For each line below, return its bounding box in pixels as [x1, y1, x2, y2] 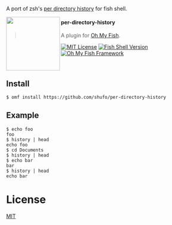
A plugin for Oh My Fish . [61, 32, 121, 39]
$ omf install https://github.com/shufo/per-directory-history [6, 95, 167, 101]
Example [6, 110, 39, 121]
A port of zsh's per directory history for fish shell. [6, 5, 127, 12]
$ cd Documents [6, 147, 44, 153]
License [6, 193, 46, 207]
